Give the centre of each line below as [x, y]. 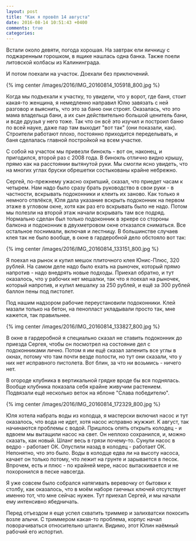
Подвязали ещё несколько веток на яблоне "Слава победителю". [88, 393]
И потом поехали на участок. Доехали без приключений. [78, 74]
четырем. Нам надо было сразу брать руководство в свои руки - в [90, 188]
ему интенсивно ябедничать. [42, 502]
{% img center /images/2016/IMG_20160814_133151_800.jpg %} [82, 249]
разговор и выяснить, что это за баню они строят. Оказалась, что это [93, 109]
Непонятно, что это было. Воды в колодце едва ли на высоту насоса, [93, 453]
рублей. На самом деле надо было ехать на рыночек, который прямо [93, 267]
